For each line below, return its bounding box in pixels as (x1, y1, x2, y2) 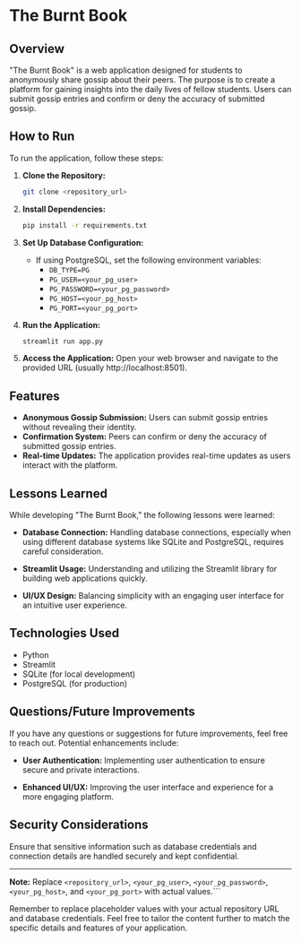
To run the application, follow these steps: (9, 152, 164, 163)
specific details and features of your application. (9, 922, 188, 933)
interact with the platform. (21, 460, 118, 471)
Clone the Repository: (21, 169, 106, 180)
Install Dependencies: (21, 203, 106, 214)
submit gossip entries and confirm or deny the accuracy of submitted (9, 93, 266, 104)
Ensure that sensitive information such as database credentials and (9, 841, 257, 851)
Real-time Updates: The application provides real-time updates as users (21, 450, 291, 462)
